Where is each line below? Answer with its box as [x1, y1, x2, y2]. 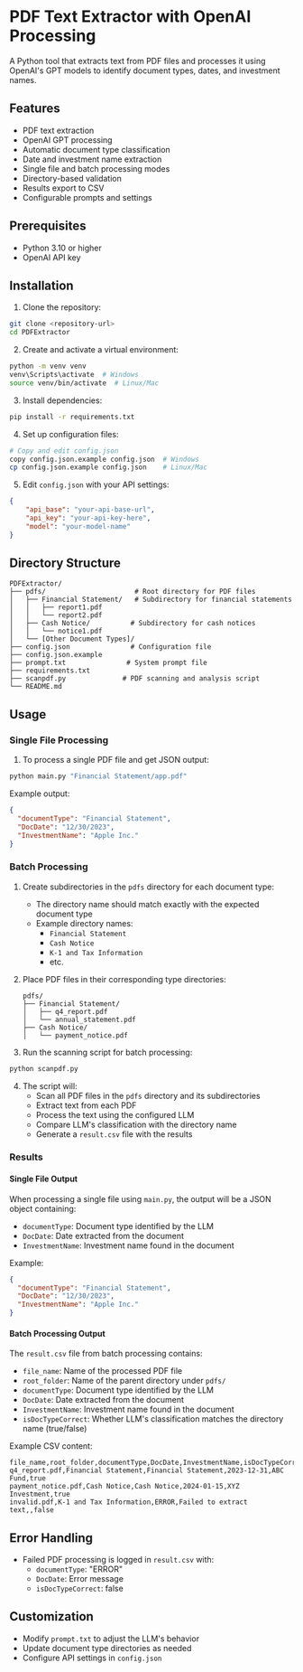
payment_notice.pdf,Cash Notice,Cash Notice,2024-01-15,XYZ [9, 1482, 241, 1491]
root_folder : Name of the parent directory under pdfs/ [22, 1376, 226, 1386]
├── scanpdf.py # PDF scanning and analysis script [9, 674, 260, 683]
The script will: [22, 1080, 78, 1091]
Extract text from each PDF [35, 1100, 137, 1111]
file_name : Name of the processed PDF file [22, 1366, 183, 1376]
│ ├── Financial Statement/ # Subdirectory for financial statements [9, 595, 293, 605]
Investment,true [9, 1489, 70, 1499]
